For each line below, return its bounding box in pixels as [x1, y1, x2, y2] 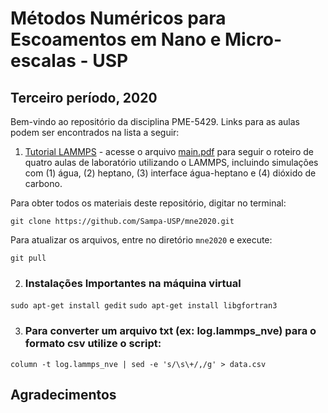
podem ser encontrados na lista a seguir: [10, 127, 180, 138]
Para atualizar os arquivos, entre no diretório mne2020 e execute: [10, 234, 273, 246]
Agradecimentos [10, 386, 117, 403]
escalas [10, 50, 77, 72]
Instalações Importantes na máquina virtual [24, 276, 242, 290]
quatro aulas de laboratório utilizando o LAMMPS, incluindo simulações [24, 157, 319, 168]
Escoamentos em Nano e [10, 28, 222, 51]
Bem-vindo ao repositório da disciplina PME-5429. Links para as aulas [10, 116, 300, 127]
